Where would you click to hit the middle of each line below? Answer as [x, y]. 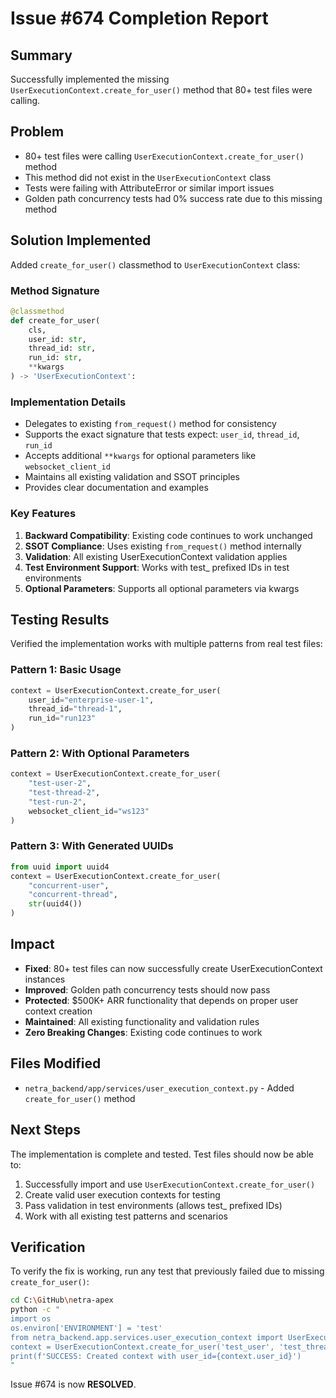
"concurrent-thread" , [73, 895]
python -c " [35, 1310]
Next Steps [45, 1130]
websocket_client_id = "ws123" [89, 811]
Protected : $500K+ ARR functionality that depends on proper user [161, 1000]
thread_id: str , [62, 348]
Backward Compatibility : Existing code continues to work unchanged [168, 535]
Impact [32, 944]
